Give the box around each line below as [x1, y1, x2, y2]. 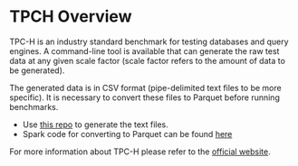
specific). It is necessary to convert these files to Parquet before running [9, 92, 281, 103]
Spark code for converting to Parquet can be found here [22, 128, 233, 139]
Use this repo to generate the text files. [22, 119, 169, 130]
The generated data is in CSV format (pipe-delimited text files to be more [9, 82, 283, 93]
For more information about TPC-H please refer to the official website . [9, 146, 271, 157]
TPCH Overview [9, 6, 132, 27]
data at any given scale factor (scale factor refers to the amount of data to [9, 55, 285, 66]
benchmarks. [9, 101, 59, 112]
